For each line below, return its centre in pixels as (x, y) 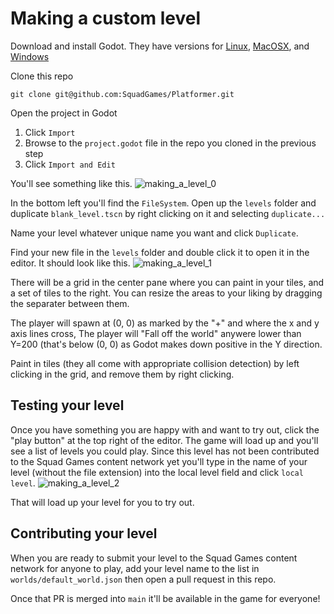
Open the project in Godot (64, 113)
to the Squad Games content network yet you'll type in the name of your (159, 461)
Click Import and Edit (70, 164)
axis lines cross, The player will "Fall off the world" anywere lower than (156, 333)
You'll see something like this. (71, 183)
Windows (30, 56)
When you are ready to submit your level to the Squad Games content (154, 558)
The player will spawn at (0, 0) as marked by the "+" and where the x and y (165, 323)
